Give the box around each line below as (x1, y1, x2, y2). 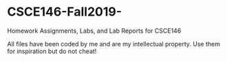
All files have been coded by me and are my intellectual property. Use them (7, 40, 220, 48)
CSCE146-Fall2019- (7, 4, 122, 20)
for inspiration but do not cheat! (7, 47, 97, 55)
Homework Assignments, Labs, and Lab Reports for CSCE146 (7, 27, 182, 35)
